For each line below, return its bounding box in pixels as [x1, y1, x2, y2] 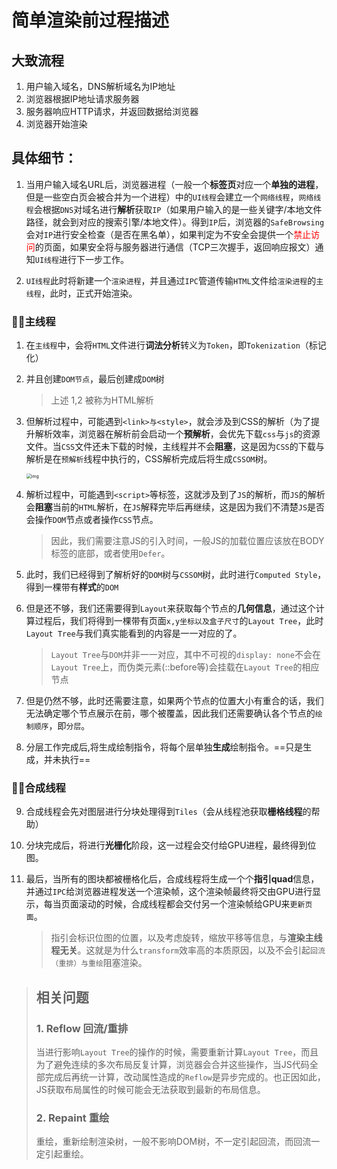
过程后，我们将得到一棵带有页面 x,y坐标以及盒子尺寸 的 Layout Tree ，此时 [34, 615, 324, 627]
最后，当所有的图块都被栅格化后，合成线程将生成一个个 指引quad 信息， [25, 873, 320, 885]
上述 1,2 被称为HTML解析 [50, 394, 154, 406]
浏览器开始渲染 [25, 118, 88, 130]
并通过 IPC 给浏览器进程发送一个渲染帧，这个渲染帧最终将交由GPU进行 [25, 886, 313, 898]
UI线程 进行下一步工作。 [34, 253, 129, 265]
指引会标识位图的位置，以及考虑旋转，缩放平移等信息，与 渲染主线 [50, 932, 323, 944]
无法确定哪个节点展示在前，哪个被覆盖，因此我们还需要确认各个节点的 [25, 707, 316, 720]
